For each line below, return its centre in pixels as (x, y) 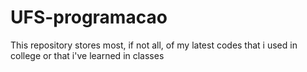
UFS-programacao (89, 17)
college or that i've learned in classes (87, 55)
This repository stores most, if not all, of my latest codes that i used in (154, 45)
